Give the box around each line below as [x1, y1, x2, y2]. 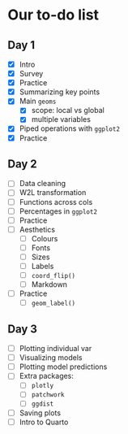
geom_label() [31, 299, 76, 308]
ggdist [31, 400, 54, 408]
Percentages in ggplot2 [19, 206, 98, 216]
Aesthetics [19, 224, 56, 234]
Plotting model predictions [19, 362, 108, 371]
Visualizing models [19, 353, 83, 362]
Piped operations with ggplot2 [19, 124, 121, 133]
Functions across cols [19, 197, 93, 206]
